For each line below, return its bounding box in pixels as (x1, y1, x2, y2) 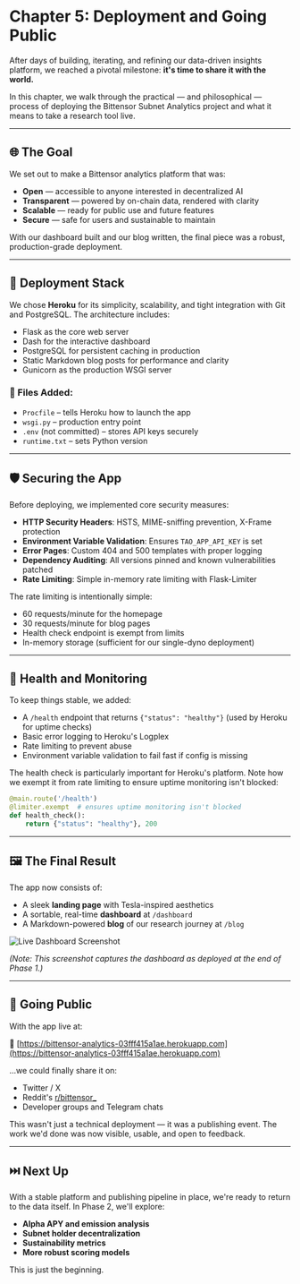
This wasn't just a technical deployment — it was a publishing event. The (9, 1118, 278, 1129)
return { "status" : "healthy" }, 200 (25, 819, 158, 829)
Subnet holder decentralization (21, 1228, 141, 1239)
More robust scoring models (21, 1247, 130, 1258)
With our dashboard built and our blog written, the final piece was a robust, (9, 231, 286, 243)
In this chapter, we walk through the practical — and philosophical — (9, 91, 262, 102)
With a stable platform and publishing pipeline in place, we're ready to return (9, 1192, 291, 1203)
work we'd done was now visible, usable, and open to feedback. (9, 1128, 246, 1139)
